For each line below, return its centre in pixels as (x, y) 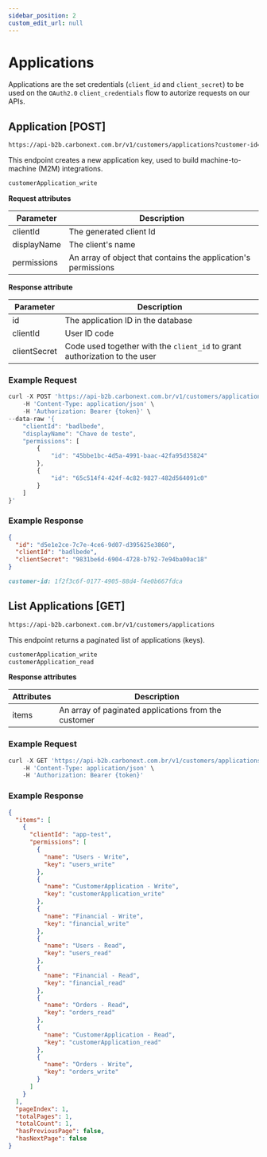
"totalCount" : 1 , (44, 1124)
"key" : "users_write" (79, 864)
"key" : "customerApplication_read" (102, 1042)
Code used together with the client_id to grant (153, 346)
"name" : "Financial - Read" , (92, 975)
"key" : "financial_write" (86, 923)
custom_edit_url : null (46, 23)
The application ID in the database (129, 320)
